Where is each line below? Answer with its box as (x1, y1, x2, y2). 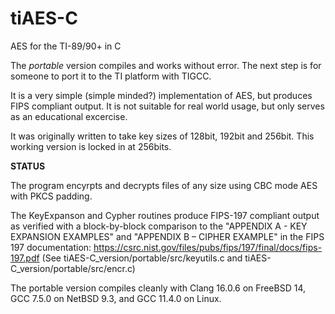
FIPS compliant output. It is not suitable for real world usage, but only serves (10, 100, 325, 112)
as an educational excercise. (10, 110, 128, 122)
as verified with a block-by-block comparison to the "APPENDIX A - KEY (10, 220, 308, 232)
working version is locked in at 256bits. (10, 140, 172, 152)
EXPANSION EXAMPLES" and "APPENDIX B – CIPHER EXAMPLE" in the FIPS (10, 230, 325, 242)
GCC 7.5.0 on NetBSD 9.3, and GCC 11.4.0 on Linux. (10, 292, 222, 304)
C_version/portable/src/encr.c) (10, 262, 136, 274)
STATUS (10, 160, 46, 172)
